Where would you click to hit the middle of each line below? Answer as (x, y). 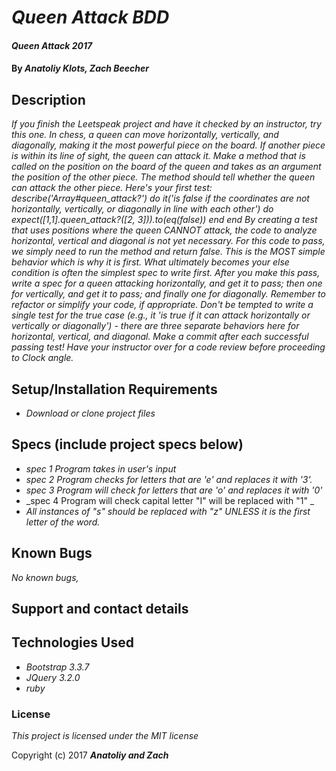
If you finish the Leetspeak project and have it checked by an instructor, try (166, 124)
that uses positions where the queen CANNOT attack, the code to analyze (164, 230)
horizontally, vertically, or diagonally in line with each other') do (142, 209)
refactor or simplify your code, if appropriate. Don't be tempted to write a (162, 305)
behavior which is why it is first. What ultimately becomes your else (150, 262)
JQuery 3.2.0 (53, 677)
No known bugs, (45, 577)
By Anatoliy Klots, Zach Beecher (80, 68)
